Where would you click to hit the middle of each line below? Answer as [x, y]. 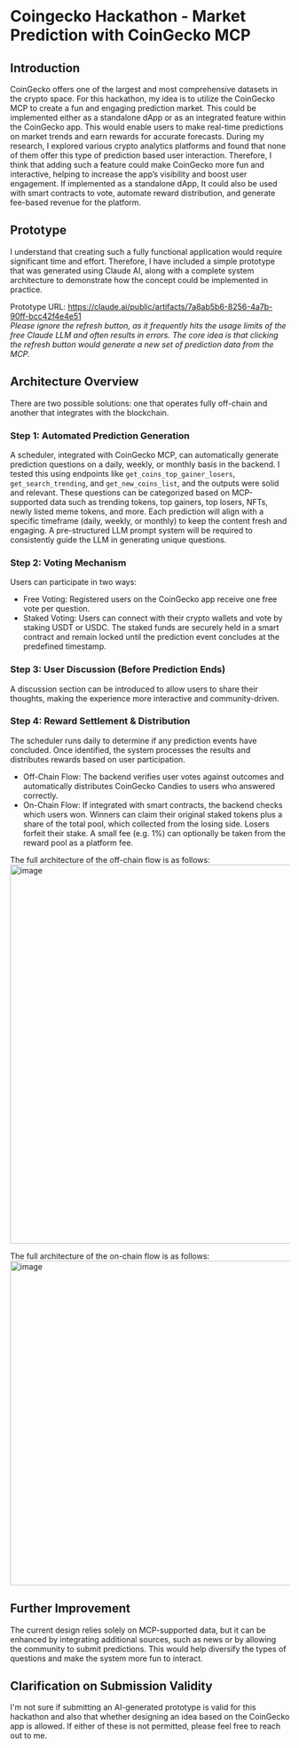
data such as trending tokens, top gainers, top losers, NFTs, [159, 502]
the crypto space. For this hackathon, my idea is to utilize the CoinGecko [143, 99]
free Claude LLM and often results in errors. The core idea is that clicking [144, 335]
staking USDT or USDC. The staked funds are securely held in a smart [151, 628]
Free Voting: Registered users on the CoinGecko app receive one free [150, 599]
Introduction [45, 68]
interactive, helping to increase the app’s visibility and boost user [129, 174]
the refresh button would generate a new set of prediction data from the [142, 344]
